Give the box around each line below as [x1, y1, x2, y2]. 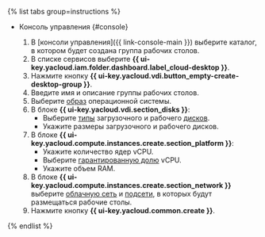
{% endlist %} [7, 221, 53, 231]
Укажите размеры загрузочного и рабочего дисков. [42, 122, 219, 131]
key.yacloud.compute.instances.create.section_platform [30, 139, 224, 147]
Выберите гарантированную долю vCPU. [42, 155, 182, 165]
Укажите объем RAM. [42, 164, 116, 173]
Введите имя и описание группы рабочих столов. [30, 88, 199, 97]
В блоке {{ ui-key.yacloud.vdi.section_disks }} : [30, 105, 190, 114]
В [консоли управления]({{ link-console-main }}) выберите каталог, [30, 37, 257, 47]
